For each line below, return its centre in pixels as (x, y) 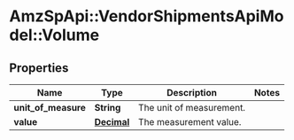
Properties (39, 68)
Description (192, 93)
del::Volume (54, 35)
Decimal (112, 122)
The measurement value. (190, 122)
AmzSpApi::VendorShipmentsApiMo (147, 16)
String (108, 108)
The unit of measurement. (192, 108)
